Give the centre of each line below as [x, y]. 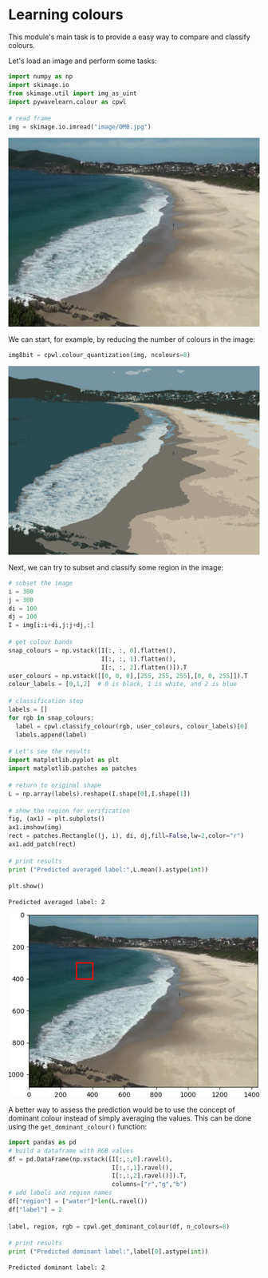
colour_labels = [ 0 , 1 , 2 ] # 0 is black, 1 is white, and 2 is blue [123, 685]
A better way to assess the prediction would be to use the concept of [122, 1109]
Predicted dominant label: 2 [57, 1268]
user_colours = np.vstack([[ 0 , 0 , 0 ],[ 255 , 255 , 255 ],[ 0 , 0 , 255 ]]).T [128, 676]
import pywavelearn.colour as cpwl [67, 101]
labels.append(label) [51, 735]
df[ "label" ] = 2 [35, 1209]
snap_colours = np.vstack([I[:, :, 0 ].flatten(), [93, 650]
